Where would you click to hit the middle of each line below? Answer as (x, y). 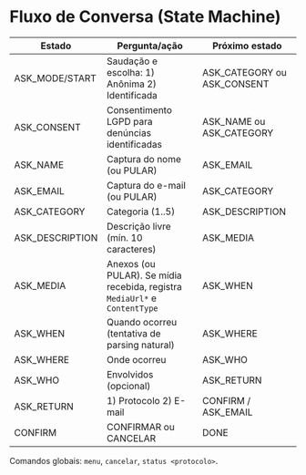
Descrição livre (138, 226)
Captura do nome (144, 159)
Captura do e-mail (146, 185)
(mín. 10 (124, 237)
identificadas (134, 144)
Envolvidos (130, 374)
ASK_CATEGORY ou (244, 72)
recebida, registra (144, 286)
